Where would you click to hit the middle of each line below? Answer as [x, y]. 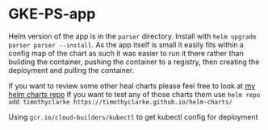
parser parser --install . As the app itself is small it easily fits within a [126, 44]
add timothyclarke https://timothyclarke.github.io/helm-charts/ [120, 102]
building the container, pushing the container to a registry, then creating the [134, 62]
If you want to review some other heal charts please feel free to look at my [132, 86]
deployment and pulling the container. [71, 70]
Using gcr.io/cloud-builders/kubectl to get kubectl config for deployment [133, 116]
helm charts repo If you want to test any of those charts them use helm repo [134, 94]
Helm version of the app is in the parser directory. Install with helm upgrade [132, 36]
